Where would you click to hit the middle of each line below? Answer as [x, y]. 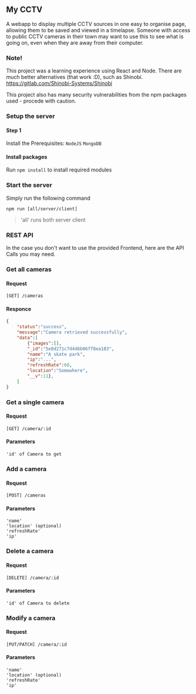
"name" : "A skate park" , [56, 354]
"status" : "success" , [42, 327]
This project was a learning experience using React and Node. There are [94, 71]
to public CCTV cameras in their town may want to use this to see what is [95, 36]
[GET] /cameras [25, 296]
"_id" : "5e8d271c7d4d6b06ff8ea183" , [71, 349]
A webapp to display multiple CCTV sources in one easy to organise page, [96, 24]
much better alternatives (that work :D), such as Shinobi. [74, 77]
